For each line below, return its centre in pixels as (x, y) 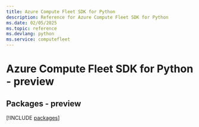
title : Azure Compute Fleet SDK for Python (61, 12)
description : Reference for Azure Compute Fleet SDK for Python (87, 17)
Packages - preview (44, 103)
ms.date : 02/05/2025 (32, 23)
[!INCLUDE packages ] (33, 118)
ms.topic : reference (32, 28)
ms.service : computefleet (38, 39)
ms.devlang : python (30, 34)
